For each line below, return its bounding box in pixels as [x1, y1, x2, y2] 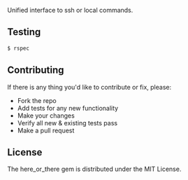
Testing [7, 26, 41, 38]
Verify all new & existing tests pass [17, 118, 117, 127]
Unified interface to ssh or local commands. [7, 6, 133, 14]
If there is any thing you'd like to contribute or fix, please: [7, 83, 172, 91]
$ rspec [7, 45, 30, 52]
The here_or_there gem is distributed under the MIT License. [7, 165, 182, 174]
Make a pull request [17, 126, 75, 134]
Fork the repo [17, 96, 57, 104]
